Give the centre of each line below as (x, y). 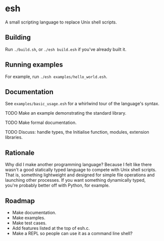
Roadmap (20, 201)
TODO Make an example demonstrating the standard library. (66, 113)
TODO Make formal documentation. (41, 122)
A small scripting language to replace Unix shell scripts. (61, 22)
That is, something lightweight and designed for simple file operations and (80, 175)
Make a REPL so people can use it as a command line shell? (72, 233)
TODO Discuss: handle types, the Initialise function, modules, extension (77, 132)
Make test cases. (29, 223)
